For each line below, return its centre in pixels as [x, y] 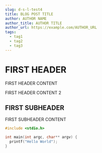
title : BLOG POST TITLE [29, 14]
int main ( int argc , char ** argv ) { [41, 137]
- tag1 [16, 37]
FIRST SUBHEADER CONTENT [36, 119]
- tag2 [16, 41]
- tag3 [16, 46]
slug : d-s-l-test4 [24, 9]
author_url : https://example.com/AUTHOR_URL [51, 28]
